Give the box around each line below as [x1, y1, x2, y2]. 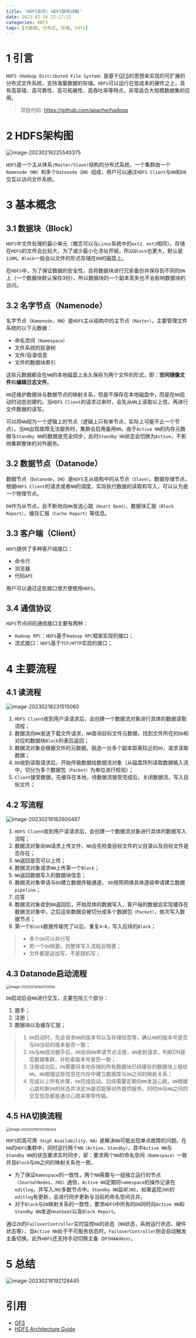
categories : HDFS [6, 19, 48, 25]
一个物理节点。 [6, 489, 42, 497]
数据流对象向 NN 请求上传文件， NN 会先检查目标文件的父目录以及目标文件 [14, 843, 184, 850]
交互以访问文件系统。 [6, 176, 57, 183]
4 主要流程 [6, 662, 57, 675]
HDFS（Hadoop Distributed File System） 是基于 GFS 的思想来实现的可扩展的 [6, 73, 185, 80]
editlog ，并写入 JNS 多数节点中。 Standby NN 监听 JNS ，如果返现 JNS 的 [14, 1185, 175, 1193]
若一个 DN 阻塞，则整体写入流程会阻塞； [29, 943, 121, 950]
